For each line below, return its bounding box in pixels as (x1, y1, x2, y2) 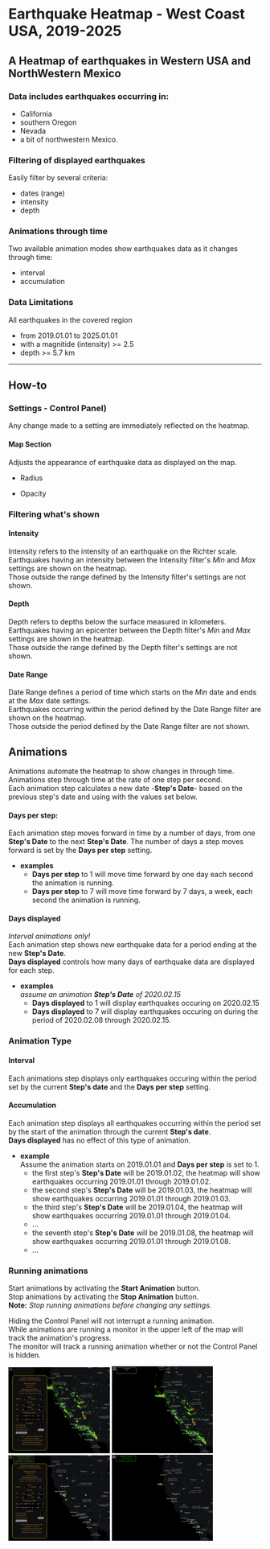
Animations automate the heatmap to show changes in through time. (8, 766, 235, 776)
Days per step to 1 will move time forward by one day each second (31, 870, 254, 880)
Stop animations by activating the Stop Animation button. (8, 1292, 199, 1302)
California (19, 109, 52, 118)
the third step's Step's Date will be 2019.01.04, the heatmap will (31, 1202, 243, 1212)
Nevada (19, 126, 47, 135)
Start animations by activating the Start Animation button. (8, 1283, 201, 1293)
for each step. (8, 966, 55, 975)
